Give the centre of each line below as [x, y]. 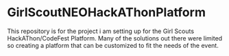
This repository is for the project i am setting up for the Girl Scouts [100, 31]
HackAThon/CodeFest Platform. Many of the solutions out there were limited [115, 38]
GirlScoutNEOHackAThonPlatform [106, 12]
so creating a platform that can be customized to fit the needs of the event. [113, 45]
